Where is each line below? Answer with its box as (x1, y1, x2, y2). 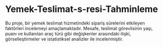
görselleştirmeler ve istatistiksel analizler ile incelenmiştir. (5, 36, 123, 42)
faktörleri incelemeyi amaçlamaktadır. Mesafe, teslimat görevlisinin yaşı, (5, 25, 153, 31)
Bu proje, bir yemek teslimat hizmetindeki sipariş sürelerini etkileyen (5, 20, 145, 26)
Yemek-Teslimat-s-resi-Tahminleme (5, 3, 158, 15)
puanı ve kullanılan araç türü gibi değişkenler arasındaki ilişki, (5, 30, 131, 36)
